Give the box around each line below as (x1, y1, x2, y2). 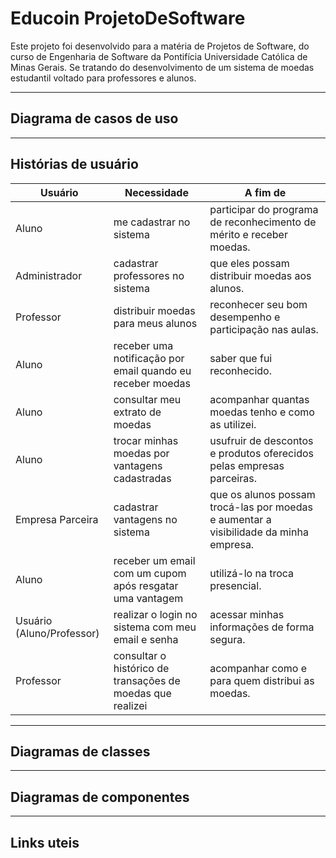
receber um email (113, 553, 196, 567)
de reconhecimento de (209, 215, 317, 229)
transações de (113, 673, 181, 687)
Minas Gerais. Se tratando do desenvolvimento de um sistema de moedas (10, 61, 315, 73)
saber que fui (209, 351, 273, 365)
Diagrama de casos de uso (10, 110, 179, 127)
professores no (113, 268, 185, 282)
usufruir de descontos (209, 433, 314, 447)
